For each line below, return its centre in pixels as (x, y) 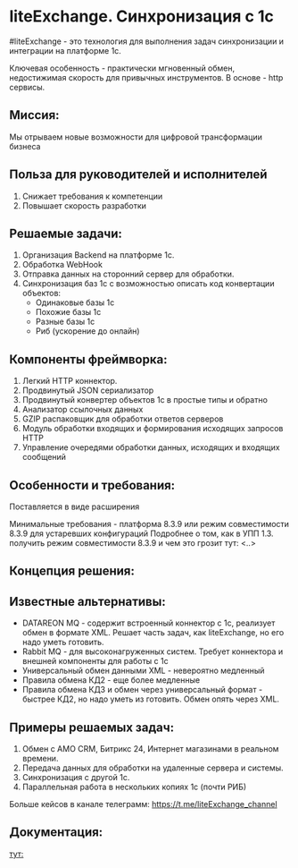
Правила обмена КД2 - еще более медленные (111, 680)
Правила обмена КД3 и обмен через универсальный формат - (142, 690)
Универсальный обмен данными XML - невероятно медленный (143, 671)
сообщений (44, 457)
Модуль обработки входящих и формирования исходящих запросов (153, 429)
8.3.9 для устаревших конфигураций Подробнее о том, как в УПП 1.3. (141, 533)
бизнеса (25, 146)
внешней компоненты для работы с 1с (95, 661)
